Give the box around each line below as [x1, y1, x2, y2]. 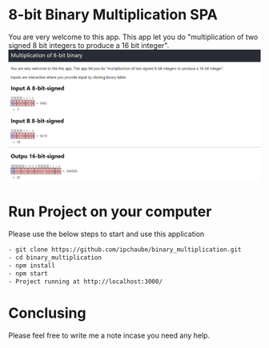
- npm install [8, 262, 56, 270]
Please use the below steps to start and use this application [8, 229, 205, 238]
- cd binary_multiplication [8, 254, 102, 262]
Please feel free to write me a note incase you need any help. [8, 330, 211, 340]
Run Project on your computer [8, 202, 212, 221]
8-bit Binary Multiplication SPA [8, 6, 218, 24]
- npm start [8, 270, 48, 278]
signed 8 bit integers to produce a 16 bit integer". [8, 40, 170, 50]
